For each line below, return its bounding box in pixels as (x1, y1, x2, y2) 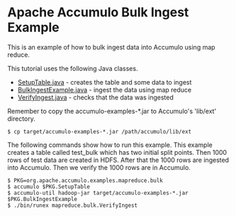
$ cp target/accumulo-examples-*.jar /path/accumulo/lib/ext (7, 128, 192, 135)
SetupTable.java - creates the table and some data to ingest (17, 77, 192, 86)
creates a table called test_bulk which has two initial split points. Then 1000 (7, 148, 227, 156)
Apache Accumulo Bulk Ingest (7, 4, 189, 21)
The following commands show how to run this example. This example (7, 140, 213, 149)
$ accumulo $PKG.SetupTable (7, 183, 91, 190)
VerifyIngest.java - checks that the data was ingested (17, 93, 174, 102)
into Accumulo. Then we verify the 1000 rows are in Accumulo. (7, 163, 191, 171)
